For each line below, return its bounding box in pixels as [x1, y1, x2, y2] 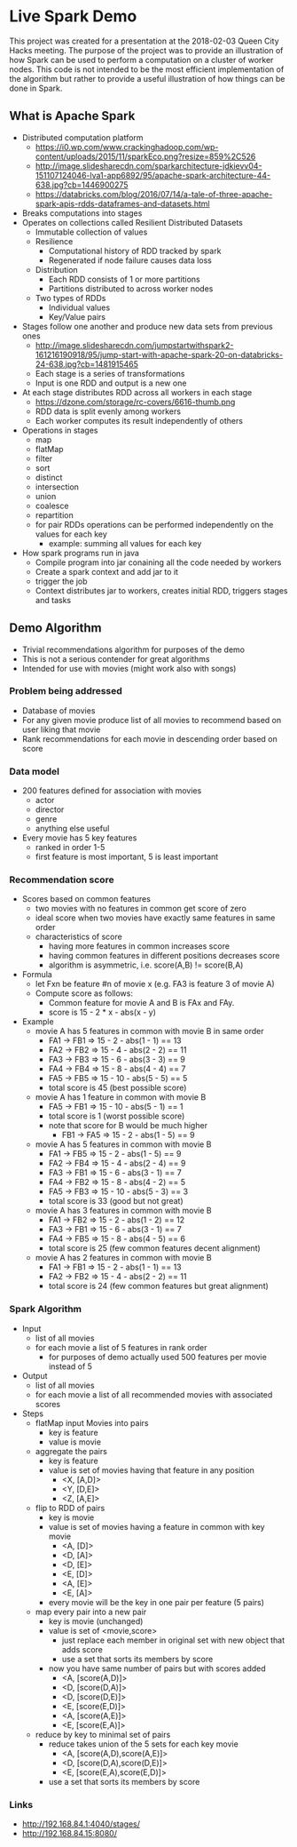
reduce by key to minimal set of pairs [35, 1729, 171, 1740]
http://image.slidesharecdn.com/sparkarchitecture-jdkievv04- [35, 160, 263, 171]
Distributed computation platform [21, 131, 144, 143]
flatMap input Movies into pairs [35, 1417, 149, 1428]
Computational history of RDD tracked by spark [48, 245, 222, 256]
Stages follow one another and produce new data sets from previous [21, 321, 273, 331]
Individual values [48, 302, 111, 313]
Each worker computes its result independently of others [35, 415, 244, 426]
